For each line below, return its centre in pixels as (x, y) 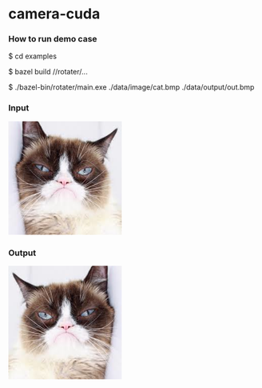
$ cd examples (33, 56)
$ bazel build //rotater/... (48, 72)
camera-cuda (54, 14)
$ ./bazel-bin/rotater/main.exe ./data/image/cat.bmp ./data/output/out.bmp (131, 87)
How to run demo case (53, 39)
